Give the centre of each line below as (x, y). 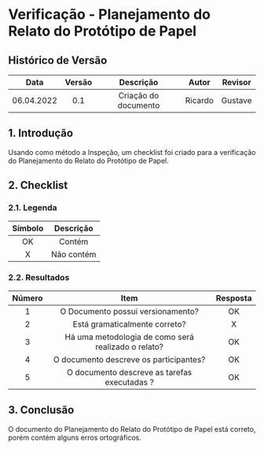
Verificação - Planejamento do (109, 15)
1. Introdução (40, 133)
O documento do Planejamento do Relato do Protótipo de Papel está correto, (132, 429)
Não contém (73, 254)
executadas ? (130, 382)
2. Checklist (38, 185)
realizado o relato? (129, 346)
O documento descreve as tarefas (129, 372)
